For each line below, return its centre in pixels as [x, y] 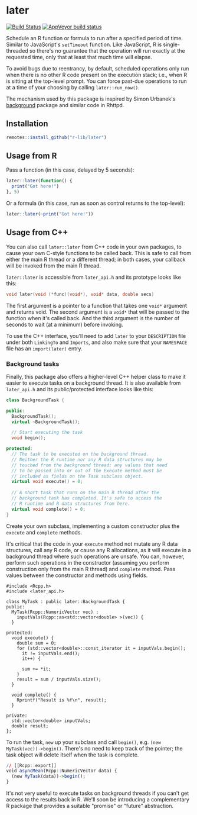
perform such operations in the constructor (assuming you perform [88, 562]
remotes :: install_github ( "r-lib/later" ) [57, 137]
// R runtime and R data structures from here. [71, 504]
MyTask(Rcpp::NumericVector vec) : [55, 612]
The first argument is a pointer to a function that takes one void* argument [97, 305]
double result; [30, 726]
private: [17, 716]
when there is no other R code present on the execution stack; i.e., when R [97, 75]
